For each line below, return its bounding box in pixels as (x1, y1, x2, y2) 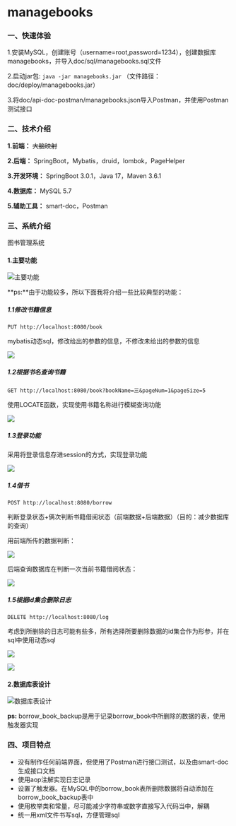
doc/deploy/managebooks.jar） (7, 81, 99, 89)
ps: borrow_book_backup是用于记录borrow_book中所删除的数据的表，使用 (7, 712, 226, 721)
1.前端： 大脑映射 (7, 141, 58, 150)
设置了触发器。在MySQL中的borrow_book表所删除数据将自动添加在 (17, 784, 214, 792)
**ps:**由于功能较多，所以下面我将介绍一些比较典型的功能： (7, 288, 184, 297)
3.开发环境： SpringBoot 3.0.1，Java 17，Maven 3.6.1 (7, 171, 161, 180)
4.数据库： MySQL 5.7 (7, 187, 72, 195)
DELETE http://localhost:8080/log (7, 614, 110, 621)
